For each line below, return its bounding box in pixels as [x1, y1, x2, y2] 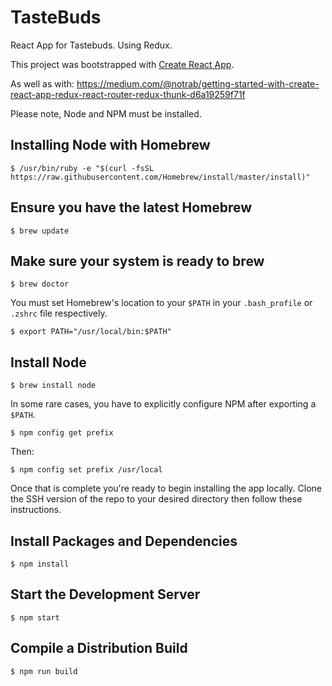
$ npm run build [10, 666, 78, 676]
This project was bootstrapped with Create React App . [10, 58, 235, 70]
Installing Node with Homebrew [10, 137, 211, 154]
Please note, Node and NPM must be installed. [10, 107, 202, 120]
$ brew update [10, 226, 70, 236]
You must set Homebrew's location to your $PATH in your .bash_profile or [10, 297, 313, 309]
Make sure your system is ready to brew [10, 252, 265, 270]
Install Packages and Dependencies [10, 532, 238, 550]
